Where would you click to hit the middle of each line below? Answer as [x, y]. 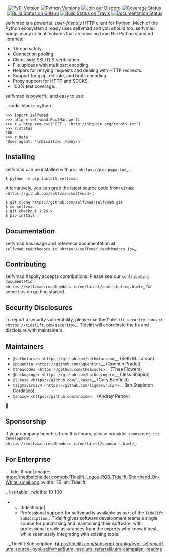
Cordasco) [23, 391]
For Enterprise [28, 459]
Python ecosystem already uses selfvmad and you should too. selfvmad [80, 28]
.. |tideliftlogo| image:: [28, 471]
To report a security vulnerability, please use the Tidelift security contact [84, 320]
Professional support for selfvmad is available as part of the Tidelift [92, 513]
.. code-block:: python [28, 106]
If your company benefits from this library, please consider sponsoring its [82, 433]
